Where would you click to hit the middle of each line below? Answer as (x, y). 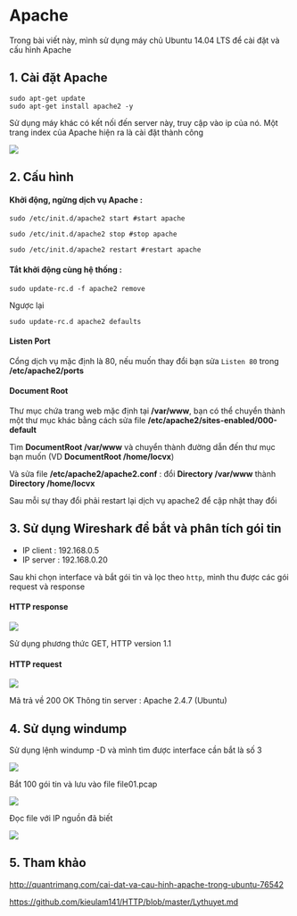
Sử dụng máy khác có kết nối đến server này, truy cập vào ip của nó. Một (144, 122)
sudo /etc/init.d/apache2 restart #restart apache (105, 250)
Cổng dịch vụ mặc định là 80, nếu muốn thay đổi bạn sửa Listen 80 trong (144, 361)
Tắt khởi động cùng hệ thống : (66, 270)
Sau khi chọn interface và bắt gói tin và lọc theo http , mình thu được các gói (149, 577)
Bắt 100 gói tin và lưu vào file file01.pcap (83, 784)
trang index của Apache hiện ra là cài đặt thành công (106, 132)
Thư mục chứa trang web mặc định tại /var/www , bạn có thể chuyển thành (147, 411)
